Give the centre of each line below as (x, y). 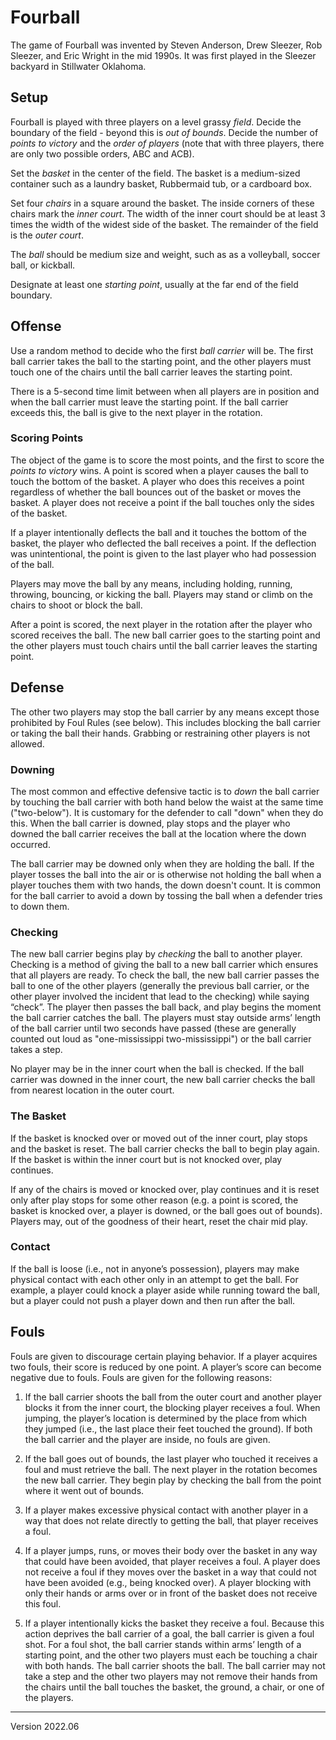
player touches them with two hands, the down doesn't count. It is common (166, 885)
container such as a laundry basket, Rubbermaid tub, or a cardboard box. (161, 183)
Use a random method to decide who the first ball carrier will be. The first (162, 350)
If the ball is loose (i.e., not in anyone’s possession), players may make (155, 1268)
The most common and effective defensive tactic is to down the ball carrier (165, 791)
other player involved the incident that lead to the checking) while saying (160, 997)
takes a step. (36, 1050)
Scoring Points (47, 438)
